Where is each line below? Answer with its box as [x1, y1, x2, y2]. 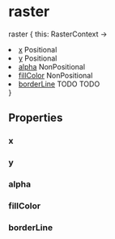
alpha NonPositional [19, 61, 86, 71]
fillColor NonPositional [19, 70, 93, 80]
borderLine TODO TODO [19, 79, 100, 89]
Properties [8, 111, 63, 125]
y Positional [19, 53, 57, 63]
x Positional [19, 44, 57, 54]
